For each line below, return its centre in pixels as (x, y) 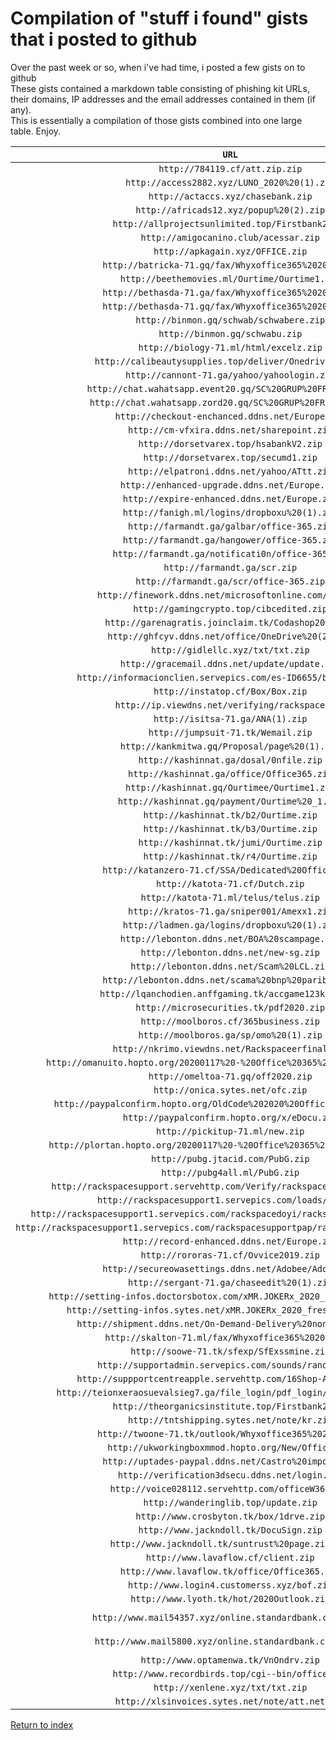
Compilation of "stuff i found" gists (159, 18)
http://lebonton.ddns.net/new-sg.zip (230, 952)
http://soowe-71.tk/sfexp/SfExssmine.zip (230, 1351)
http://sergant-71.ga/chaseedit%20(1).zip (230, 1282)
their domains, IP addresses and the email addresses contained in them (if (163, 99)
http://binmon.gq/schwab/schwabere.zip (230, 320)
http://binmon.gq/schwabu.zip (230, 333)
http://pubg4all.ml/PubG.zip (230, 1172)
